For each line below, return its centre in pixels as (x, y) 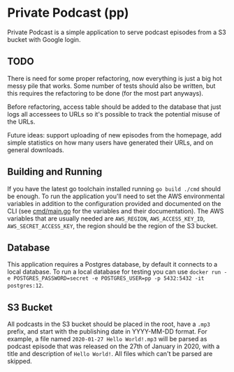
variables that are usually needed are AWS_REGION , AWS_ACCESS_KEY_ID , (106, 218)
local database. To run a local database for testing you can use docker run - (117, 272)
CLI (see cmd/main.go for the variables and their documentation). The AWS (116, 211)
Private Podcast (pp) (68, 13)
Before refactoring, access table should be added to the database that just (114, 107)
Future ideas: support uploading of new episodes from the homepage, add (115, 135)
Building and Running (55, 172)
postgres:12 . (25, 285)
